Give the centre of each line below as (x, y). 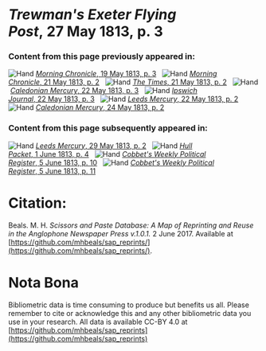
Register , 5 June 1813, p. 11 (52, 171)
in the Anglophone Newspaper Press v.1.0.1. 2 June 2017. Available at (121, 233)
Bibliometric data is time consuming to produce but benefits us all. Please (129, 305)
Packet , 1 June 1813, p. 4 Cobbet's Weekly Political (107, 154)
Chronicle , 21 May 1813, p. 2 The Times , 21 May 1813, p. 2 (117, 82)
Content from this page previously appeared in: (102, 57)
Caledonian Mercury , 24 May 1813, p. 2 (100, 107)
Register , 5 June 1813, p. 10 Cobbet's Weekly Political (111, 162)
